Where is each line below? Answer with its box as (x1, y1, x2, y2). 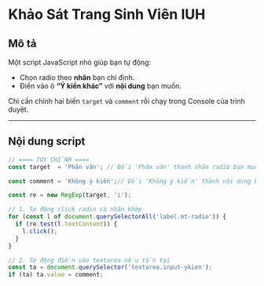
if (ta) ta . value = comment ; (8, 271, 104, 279)
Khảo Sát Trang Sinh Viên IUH (8, 5, 206, 24)
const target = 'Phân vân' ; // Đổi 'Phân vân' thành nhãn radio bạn (8, 163, 244, 170)
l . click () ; (22, 227, 58, 235)
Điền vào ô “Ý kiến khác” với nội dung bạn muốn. (19, 81, 182, 90)
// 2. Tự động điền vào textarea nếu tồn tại (8, 256, 170, 264)
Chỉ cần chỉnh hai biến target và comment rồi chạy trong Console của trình (8, 97, 246, 105)
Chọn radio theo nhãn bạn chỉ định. (19, 73, 135, 82)
